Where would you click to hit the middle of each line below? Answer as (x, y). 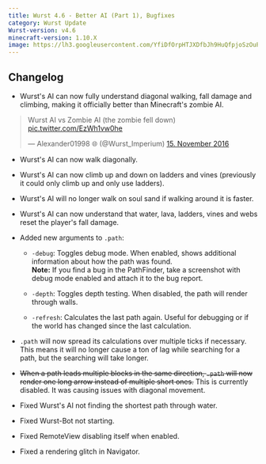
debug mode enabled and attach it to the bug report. (117, 278)
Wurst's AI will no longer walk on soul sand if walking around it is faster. (137, 198)
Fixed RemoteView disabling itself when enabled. (99, 435)
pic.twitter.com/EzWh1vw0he (75, 128)
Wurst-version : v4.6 (42, 30)
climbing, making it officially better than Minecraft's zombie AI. (122, 105)
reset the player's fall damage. (69, 222)
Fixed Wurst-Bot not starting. (67, 420)
